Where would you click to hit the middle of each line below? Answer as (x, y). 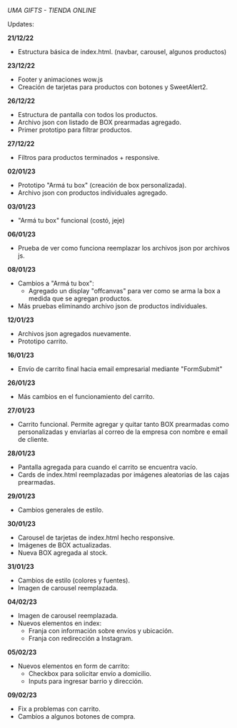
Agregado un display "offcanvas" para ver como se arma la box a (125, 291)
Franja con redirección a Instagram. (81, 638)
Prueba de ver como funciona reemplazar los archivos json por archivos (123, 248)
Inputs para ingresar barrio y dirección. (86, 681)
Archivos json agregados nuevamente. (74, 334)
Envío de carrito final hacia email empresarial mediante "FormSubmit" (120, 369)
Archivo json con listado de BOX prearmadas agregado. (100, 122)
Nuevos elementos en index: (60, 623)
